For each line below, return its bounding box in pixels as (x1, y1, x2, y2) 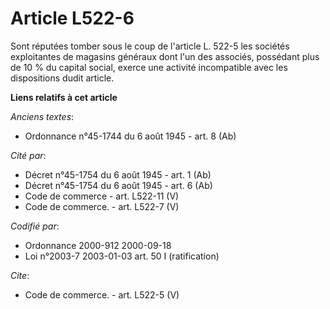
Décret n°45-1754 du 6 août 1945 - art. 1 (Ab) (24, 168, 212, 181)
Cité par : (10, 149, 47, 161)
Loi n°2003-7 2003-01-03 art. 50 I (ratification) (24, 250, 220, 262)
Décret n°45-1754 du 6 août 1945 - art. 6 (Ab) (24, 179, 213, 191)
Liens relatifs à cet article (10, 91, 118, 103)
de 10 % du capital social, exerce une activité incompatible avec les (10, 61, 288, 73)
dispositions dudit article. (10, 72, 115, 84)
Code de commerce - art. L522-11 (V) (24, 190, 180, 202)
